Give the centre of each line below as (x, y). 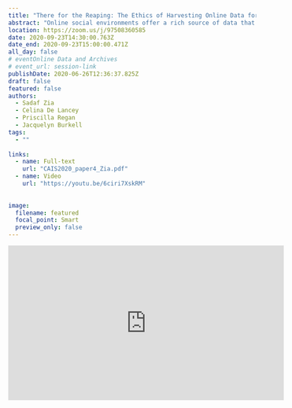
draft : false (30, 81)
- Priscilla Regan (46, 118)
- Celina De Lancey (47, 111)
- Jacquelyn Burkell (49, 125)
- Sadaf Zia (35, 103)
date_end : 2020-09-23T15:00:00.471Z (68, 45)
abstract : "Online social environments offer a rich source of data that (132, 23)
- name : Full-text (46, 162)
